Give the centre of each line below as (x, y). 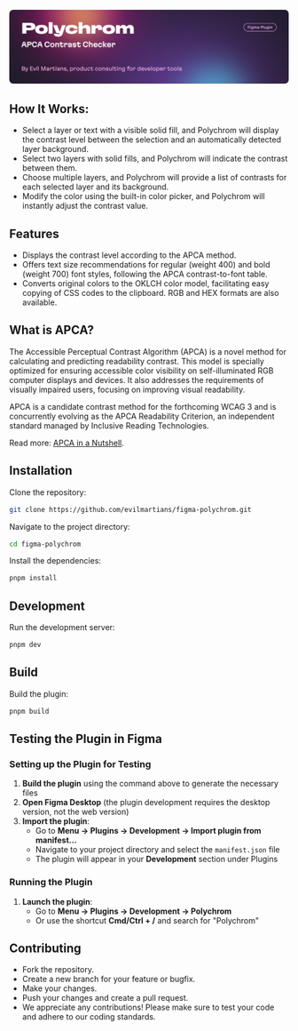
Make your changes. (59, 988)
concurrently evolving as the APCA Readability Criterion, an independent (142, 416)
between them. (50, 168)
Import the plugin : (56, 821)
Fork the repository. (58, 970)
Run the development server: (62, 627)
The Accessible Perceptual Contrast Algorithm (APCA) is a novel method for (148, 351)
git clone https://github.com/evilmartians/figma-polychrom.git (130, 509)
